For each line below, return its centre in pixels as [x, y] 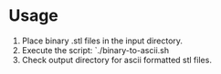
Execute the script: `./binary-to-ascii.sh [95, 50]
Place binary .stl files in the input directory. [102, 41]
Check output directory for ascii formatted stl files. [116, 60]
